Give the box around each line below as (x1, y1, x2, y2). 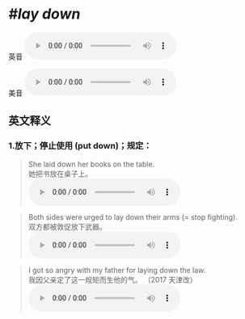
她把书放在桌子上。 (27, 169, 93, 178)
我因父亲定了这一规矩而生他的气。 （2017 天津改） (27, 275, 197, 284)
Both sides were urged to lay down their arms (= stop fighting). (27, 212, 239, 222)
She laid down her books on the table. (27, 159, 155, 169)
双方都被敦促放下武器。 (27, 221, 107, 231)
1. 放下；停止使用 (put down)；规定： (8, 141, 152, 152)
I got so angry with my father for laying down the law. (27, 265, 206, 275)
